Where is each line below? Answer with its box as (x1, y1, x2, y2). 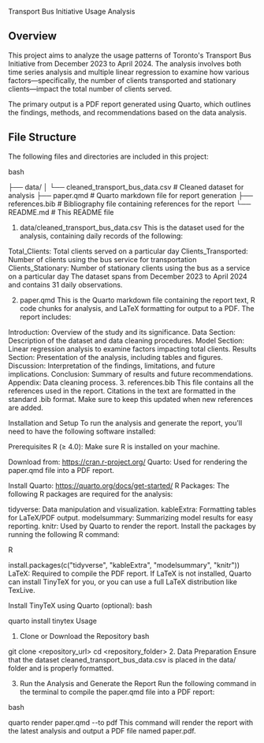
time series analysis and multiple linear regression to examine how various (8, 67, 250, 77)
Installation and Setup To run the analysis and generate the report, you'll (8, 418, 243, 427)
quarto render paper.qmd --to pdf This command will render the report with (8, 718, 254, 727)
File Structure (8, 130, 76, 144)
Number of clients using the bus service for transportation (8, 254, 197, 264)
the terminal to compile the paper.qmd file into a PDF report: (19, 687, 215, 696)
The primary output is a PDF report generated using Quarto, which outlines (8, 99, 251, 109)
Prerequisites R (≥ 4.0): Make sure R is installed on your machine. (8, 441, 221, 451)
